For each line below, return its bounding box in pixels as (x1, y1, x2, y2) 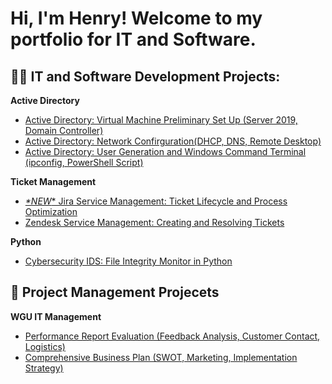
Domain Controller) (24, 125, 104, 136)
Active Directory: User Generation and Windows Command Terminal (24, 146, 307, 157)
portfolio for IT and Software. (10, 28, 257, 51)
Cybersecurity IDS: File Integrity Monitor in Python (24, 255, 233, 267)
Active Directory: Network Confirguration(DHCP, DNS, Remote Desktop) (24, 135, 322, 147)
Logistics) (24, 340, 66, 352)
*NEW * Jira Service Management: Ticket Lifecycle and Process (24, 195, 288, 207)
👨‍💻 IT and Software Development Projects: (10, 68, 281, 85)
